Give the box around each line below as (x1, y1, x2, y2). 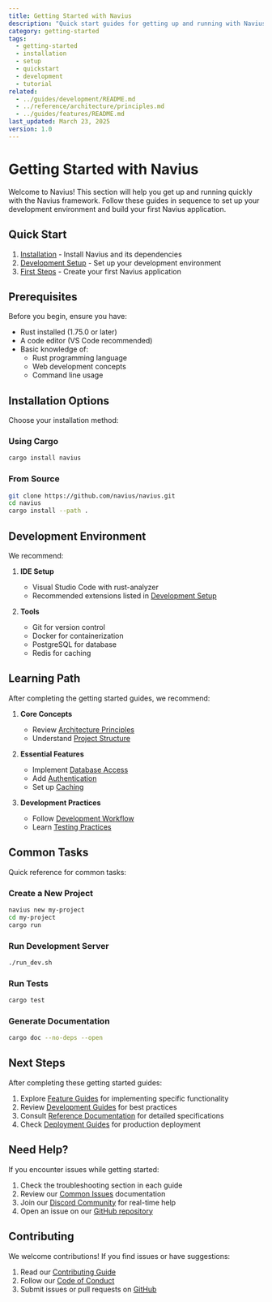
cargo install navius (8, 454, 82, 463)
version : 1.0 (8, 125, 53, 133)
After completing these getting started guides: (8, 1077, 163, 1088)
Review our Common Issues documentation (19, 1188, 166, 1198)
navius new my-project (8, 906, 85, 914)
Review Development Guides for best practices (19, 1102, 177, 1112)
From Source (8, 473, 60, 485)
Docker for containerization (32, 631, 124, 641)
